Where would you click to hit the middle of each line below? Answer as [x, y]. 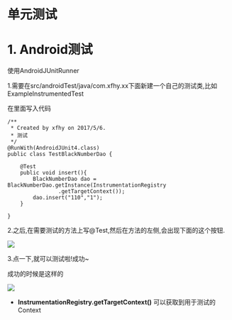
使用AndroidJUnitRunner [43, 71]
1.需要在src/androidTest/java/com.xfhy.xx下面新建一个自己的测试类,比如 [112, 86]
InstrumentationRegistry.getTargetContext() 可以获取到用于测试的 [117, 302]
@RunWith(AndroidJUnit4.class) [54, 148]
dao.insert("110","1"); [68, 198]
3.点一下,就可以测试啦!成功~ [48, 259]
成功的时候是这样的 [35, 274]
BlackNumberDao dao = [65, 179]
